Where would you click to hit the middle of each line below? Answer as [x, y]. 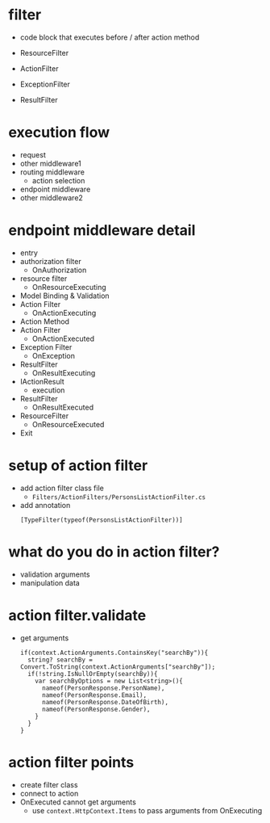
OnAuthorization [59, 270]
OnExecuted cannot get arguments [78, 802]
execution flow [59, 133]
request [33, 154]
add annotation [45, 505]
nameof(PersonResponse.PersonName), [103, 688]
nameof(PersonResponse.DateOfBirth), [105, 702]
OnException [53, 355]
